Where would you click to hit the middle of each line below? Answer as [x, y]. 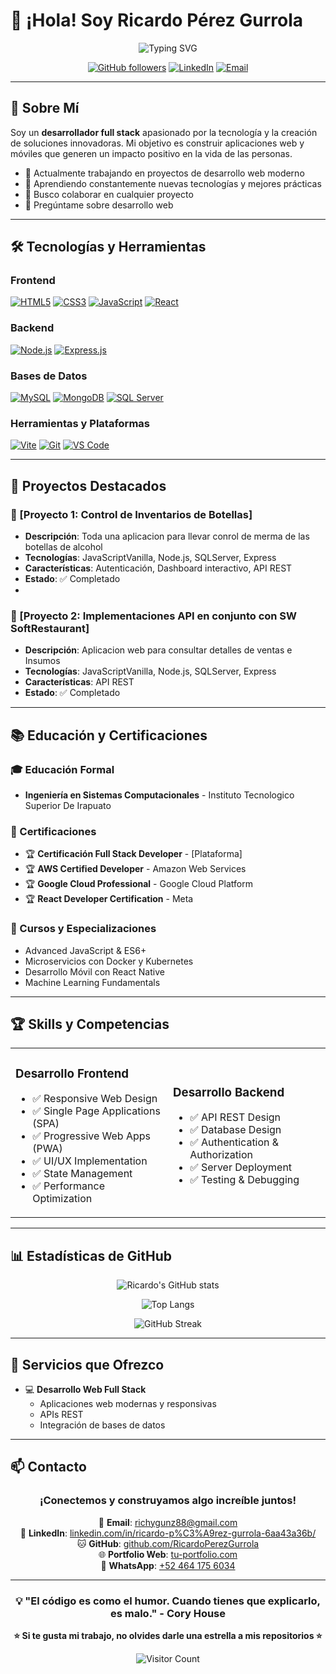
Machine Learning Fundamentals [92, 982]
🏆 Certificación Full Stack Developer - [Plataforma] [133, 854]
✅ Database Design [235, 1130]
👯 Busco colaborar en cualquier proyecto [109, 194]
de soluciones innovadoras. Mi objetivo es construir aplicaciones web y [157, 143]
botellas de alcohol [63, 547]
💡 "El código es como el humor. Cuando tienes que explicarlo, [168, 1601]
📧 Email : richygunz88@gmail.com [168, 1522]
